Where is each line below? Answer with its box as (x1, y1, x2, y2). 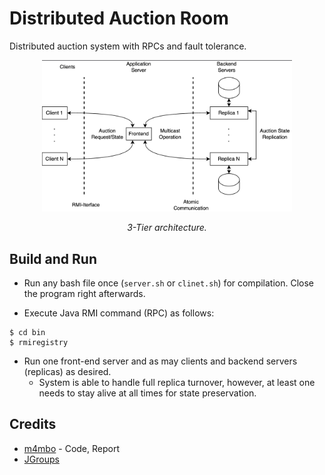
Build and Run (9, 250, 97, 267)
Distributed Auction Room (9, 7, 229, 30)
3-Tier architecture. (127, 222, 207, 234)
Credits (9, 416, 57, 433)
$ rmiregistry (9, 337, 69, 347)
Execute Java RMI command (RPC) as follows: (23, 307, 215, 319)
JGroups (23, 453, 60, 465)
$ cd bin (9, 327, 46, 337)
